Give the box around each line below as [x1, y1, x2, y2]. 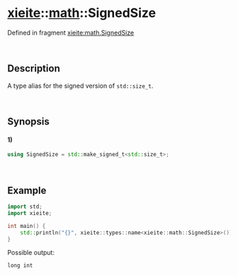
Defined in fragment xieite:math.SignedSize [7, 28, 135, 37]
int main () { [7, 222, 46, 229]
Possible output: [7, 248, 55, 257]
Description [7, 62, 60, 75]
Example [7, 184, 47, 196]
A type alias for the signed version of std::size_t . [7, 81, 154, 90]
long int [7, 262, 33, 270]
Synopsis [7, 115, 50, 128]
